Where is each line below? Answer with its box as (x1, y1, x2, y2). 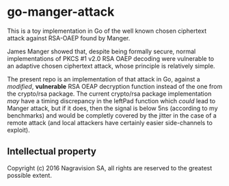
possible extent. (7, 171, 53, 179)
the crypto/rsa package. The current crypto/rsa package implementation (7, 90, 212, 98)
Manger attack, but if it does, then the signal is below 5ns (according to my (7, 104, 218, 112)
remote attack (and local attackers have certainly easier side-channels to (7, 118, 213, 127)
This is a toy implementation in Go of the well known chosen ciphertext (7, 27, 207, 35)
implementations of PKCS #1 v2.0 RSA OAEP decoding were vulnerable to (7, 54, 214, 62)
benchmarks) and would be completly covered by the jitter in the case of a (7, 111, 217, 120)
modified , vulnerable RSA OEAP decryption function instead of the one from (7, 82, 223, 90)
